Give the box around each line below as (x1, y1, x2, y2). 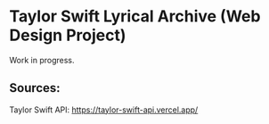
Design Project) (9, 25, 126, 45)
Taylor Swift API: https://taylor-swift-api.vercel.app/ (9, 104, 199, 115)
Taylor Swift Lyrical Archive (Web (9, 6, 261, 27)
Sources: (9, 80, 61, 95)
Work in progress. (9, 54, 75, 65)
